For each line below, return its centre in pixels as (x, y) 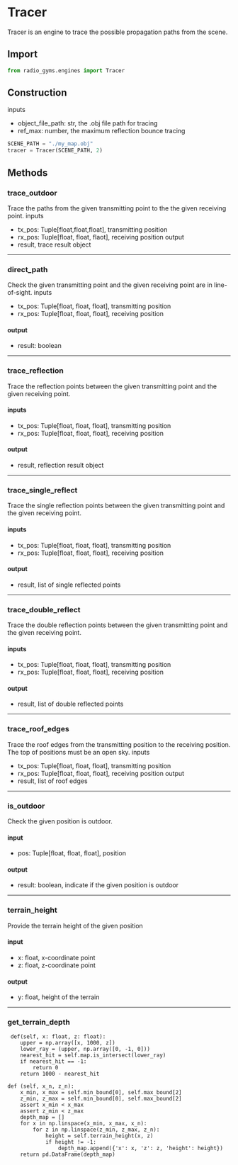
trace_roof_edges (38, 729)
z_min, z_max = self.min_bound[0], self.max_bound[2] (101, 1099)
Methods (28, 173)
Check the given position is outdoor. (60, 821)
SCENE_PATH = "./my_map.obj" (50, 144)
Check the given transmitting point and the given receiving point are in (110, 285)
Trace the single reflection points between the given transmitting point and (116, 506)
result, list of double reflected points (70, 704)
